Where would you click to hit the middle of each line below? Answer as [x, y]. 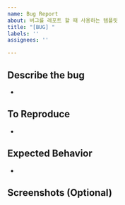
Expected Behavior [50, 154]
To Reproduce [39, 114]
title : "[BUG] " [31, 27]
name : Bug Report [33, 14]
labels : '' [23, 34]
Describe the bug [46, 75]
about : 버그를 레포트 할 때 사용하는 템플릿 [63, 20]
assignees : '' [28, 40]
